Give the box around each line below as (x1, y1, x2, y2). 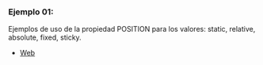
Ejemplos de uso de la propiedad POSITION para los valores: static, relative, (8, 25, 256, 34)
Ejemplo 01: (8, 6, 54, 17)
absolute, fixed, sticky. (8, 32, 82, 42)
